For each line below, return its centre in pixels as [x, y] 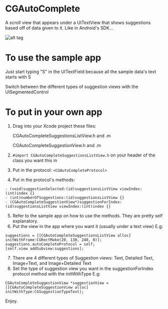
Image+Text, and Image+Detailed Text [52, 263]
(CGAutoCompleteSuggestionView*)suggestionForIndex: [66, 202]
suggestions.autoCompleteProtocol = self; [50, 244]
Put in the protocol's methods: [44, 179]
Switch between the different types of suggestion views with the [72, 86]
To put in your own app [54, 112]
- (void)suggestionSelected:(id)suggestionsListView [61, 189]
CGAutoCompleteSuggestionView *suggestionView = [57, 283]
